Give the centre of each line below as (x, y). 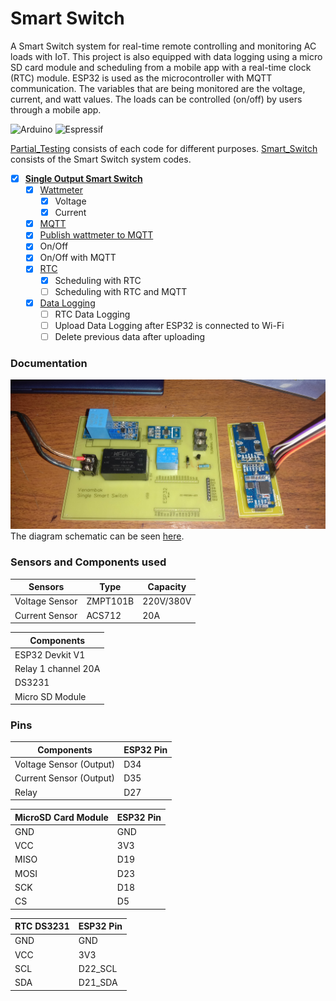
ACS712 (104, 615)
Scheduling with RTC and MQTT (121, 291)
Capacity (167, 587)
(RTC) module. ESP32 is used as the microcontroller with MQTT (141, 78)
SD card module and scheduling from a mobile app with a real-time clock (161, 67)
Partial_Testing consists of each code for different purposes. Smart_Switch (164, 148)
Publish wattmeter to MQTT (96, 235)
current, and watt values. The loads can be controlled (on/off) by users (156, 99)
